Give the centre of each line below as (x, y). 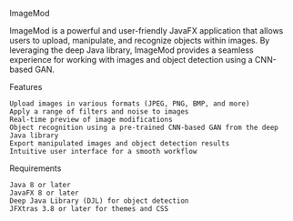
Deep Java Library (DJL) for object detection (99, 201)
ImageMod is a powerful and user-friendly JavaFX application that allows (146, 30)
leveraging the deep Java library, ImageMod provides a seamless (131, 50)
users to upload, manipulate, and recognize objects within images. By (140, 40)
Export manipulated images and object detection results (120, 144)
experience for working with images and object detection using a (131, 60)
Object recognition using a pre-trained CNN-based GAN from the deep (144, 127)
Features (26, 87)
